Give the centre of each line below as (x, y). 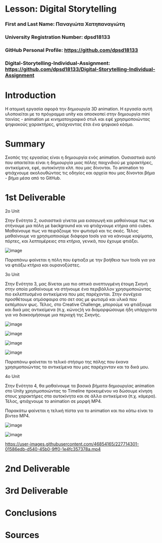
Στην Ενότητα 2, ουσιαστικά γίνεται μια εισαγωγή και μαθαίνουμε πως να (80, 220)
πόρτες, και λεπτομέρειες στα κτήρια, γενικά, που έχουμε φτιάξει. (72, 241)
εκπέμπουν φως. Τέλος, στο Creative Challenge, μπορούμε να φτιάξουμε (78, 304)
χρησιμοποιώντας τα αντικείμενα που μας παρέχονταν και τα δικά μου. (77, 367)
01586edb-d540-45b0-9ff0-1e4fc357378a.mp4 (53, 449)
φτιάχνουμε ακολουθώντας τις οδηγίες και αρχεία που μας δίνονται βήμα (80, 173)
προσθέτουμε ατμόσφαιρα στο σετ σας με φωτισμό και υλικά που (71, 299)
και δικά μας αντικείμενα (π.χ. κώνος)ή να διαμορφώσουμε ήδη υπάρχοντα (81, 310)
